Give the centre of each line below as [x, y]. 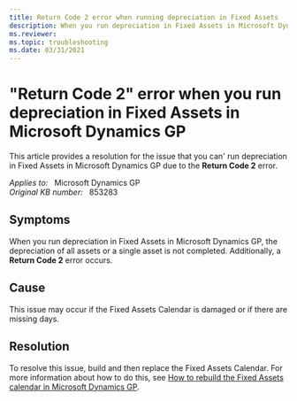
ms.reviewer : [33, 34]
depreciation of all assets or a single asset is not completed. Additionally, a [145, 251]
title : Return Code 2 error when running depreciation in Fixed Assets [144, 17]
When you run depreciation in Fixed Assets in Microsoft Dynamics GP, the [144, 241]
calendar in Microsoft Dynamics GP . [74, 387]
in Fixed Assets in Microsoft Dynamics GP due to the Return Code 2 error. [144, 166]
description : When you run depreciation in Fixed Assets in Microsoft [142, 26]
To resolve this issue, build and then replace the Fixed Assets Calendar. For [146, 367]
